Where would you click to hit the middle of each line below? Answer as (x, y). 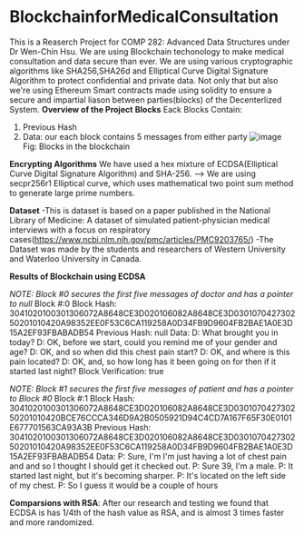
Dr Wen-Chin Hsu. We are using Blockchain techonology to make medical (147, 51)
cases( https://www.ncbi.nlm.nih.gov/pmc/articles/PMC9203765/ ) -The (142, 239)
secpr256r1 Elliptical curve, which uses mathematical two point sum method (152, 183)
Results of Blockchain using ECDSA (78, 276)
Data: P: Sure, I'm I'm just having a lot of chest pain (191, 456)
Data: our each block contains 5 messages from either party (135, 136)
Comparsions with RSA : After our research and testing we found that (139, 502)
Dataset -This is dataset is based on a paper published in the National (140, 210)
